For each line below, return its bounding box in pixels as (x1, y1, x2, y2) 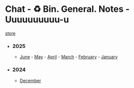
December (19, 78, 41, 84)
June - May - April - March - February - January (19, 54, 118, 60)
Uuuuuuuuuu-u (5, 14, 69, 25)
